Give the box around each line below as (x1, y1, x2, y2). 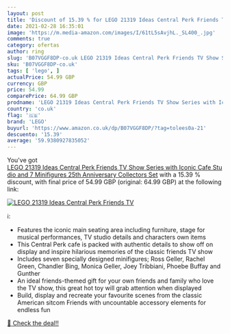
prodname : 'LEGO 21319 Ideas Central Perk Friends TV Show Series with (7, 99, 216, 106)
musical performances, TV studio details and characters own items (16, 233, 207, 242)
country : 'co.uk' (7, 105, 57, 112)
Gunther (16, 270, 41, 278)
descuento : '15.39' (7, 131, 63, 138)
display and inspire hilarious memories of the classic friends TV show (16, 248, 214, 256)
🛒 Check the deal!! (7, 319, 60, 327)
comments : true (7, 36, 51, 42)
